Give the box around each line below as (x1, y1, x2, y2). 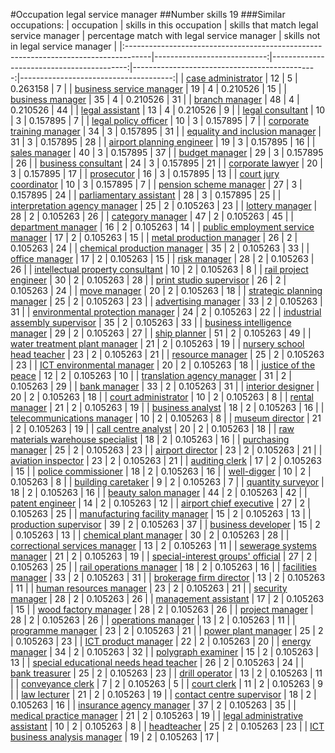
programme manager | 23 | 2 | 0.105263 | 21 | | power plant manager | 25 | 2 (10, 625, 324, 636)
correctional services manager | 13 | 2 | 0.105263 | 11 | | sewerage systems (10, 540, 317, 551)
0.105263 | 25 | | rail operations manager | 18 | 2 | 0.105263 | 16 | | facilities (10, 561, 317, 573)
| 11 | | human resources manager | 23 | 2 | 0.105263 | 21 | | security (10, 582, 288, 594)
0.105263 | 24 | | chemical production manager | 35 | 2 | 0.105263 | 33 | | (10, 242, 310, 254)
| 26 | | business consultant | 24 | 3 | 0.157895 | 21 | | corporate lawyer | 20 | (10, 157, 323, 169)
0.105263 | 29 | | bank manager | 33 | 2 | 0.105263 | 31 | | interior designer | (10, 380, 320, 392)
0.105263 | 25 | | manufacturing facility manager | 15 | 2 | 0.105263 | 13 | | (10, 508, 312, 519)
